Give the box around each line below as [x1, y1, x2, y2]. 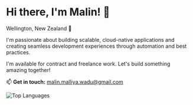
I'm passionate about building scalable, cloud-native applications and [6, 36, 175, 43]
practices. [6, 48, 31, 55]
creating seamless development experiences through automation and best [6, 42, 187, 50]
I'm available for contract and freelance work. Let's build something [6, 60, 171, 67]
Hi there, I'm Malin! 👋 [6, 5, 110, 19]
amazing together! [6, 66, 51, 73]
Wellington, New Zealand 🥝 [6, 25, 72, 32]
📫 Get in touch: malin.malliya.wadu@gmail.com [6, 78, 124, 85]
